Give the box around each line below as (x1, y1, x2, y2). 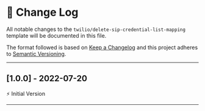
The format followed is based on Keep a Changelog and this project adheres (6, 44, 198, 51)
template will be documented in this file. (6, 32, 107, 39)
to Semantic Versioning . (6, 50, 67, 57)
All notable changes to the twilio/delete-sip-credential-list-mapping (6, 25, 186, 33)
